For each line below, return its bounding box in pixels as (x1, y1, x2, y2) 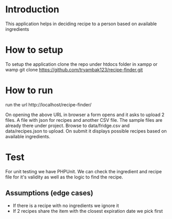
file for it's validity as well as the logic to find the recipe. (5, 174, 123, 180)
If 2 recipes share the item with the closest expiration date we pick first (12, 208, 163, 214)
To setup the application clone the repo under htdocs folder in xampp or (5, 61, 158, 67)
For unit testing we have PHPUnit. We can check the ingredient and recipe (5, 168, 162, 174)
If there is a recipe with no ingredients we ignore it (12, 202, 119, 209)
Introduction (5, 4, 60, 15)
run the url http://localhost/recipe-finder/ (5, 101, 91, 107)
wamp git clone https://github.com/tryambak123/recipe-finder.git (5, 66, 143, 72)
